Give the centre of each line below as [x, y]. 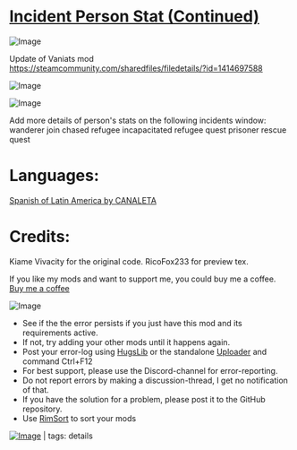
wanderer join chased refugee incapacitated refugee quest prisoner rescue [148, 130]
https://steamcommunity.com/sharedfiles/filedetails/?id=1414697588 [136, 68]
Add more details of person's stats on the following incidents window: [138, 120]
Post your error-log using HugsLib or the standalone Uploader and [144, 351]
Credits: [40, 237]
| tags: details [68, 436]
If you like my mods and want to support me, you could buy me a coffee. [143, 279]
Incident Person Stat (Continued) [134, 17]
